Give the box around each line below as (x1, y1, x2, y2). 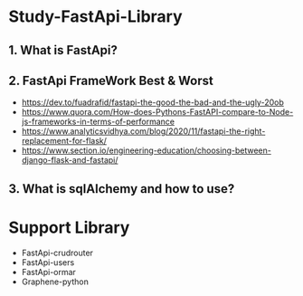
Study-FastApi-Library (8, 6, 183, 27)
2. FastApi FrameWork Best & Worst (8, 72, 213, 88)
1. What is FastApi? (8, 43, 118, 58)
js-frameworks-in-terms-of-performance (21, 116, 175, 128)
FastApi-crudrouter (21, 247, 94, 258)
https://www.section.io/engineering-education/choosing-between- (21, 145, 272, 156)
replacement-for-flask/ (21, 136, 108, 147)
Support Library (8, 217, 130, 237)
